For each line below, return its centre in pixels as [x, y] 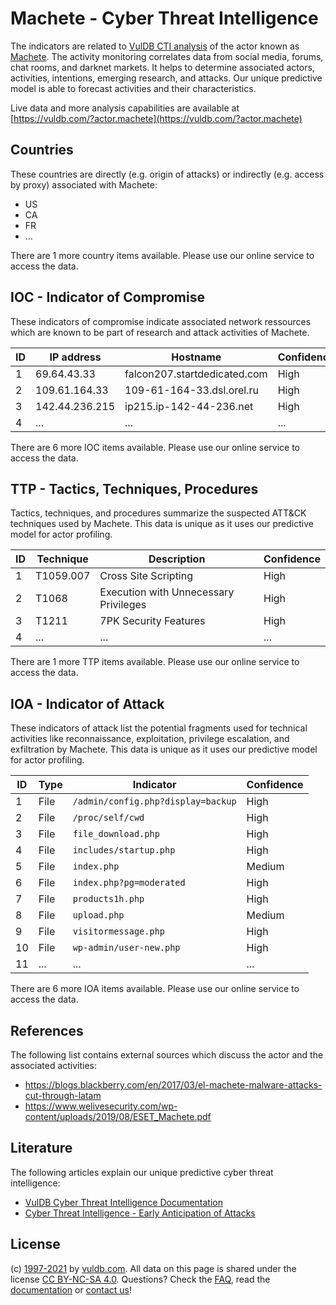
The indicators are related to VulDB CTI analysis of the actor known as [155, 46]
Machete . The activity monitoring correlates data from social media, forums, [167, 56]
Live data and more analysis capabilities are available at [125, 108]
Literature [41, 1148]
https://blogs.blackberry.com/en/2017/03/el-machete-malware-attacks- [173, 1085]
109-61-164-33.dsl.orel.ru [191, 390]
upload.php [98, 915]
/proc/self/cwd [108, 818]
